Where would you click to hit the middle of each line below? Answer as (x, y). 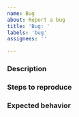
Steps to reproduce (39, 87)
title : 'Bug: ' (29, 26)
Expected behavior (39, 105)
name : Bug (21, 13)
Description (27, 69)
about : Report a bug (36, 20)
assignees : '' (27, 39)
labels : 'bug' (27, 32)
